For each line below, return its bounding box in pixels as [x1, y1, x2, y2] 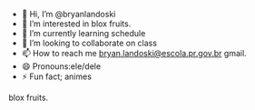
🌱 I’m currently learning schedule [21, 28, 146, 38]
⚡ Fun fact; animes [21, 71, 93, 82]
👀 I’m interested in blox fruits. [21, 18, 132, 29]
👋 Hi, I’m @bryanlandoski [21, 9, 116, 19]
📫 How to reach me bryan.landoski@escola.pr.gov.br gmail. [21, 48, 247, 58]
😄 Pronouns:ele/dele [21, 61, 102, 72]
